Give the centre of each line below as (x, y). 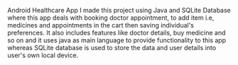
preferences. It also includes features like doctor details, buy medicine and (117, 32)
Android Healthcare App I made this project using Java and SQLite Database (119, 10)
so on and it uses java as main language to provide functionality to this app (117, 40)
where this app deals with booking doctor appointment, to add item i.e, (111, 18)
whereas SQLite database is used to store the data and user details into (112, 48)
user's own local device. (43, 55)
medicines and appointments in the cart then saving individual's (101, 25)
